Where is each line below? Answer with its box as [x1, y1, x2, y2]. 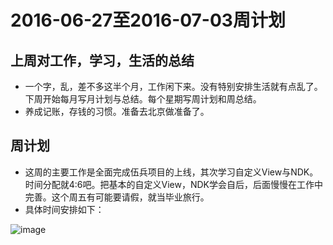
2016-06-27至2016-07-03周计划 [10, 9, 286, 32]
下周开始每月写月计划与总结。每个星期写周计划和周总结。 [24, 93, 262, 105]
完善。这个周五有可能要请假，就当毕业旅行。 [24, 191, 210, 203]
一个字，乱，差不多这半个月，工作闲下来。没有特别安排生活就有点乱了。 [24, 81, 323, 92]
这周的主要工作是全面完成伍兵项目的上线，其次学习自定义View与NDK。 [24, 166, 319, 178]
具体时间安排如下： [24, 203, 105, 215]
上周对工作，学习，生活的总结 [10, 52, 195, 69]
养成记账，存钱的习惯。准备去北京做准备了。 [24, 106, 210, 117]
